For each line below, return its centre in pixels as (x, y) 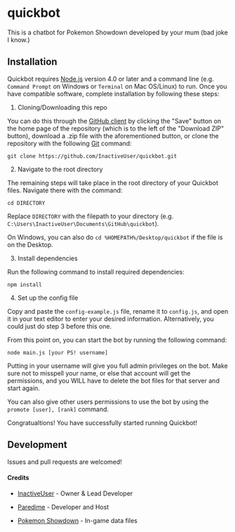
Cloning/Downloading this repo (62, 107)
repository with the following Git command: (69, 143)
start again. (23, 388)
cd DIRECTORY (26, 203)
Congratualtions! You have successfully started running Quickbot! (102, 423)
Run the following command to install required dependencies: (96, 272)
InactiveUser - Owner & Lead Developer (75, 493)
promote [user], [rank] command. (58, 409)
